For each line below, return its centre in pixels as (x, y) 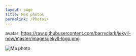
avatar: (13, 33)
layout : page (19, 10)
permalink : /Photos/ (27, 19)
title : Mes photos (25, 14)
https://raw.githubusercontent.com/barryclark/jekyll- (76, 33)
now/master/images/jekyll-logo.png (43, 38)
